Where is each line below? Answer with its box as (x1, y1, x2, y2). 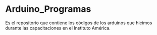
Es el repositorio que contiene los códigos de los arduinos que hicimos (5, 20, 152, 26)
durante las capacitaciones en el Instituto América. (5, 25, 111, 31)
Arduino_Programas (5, 3, 91, 15)
